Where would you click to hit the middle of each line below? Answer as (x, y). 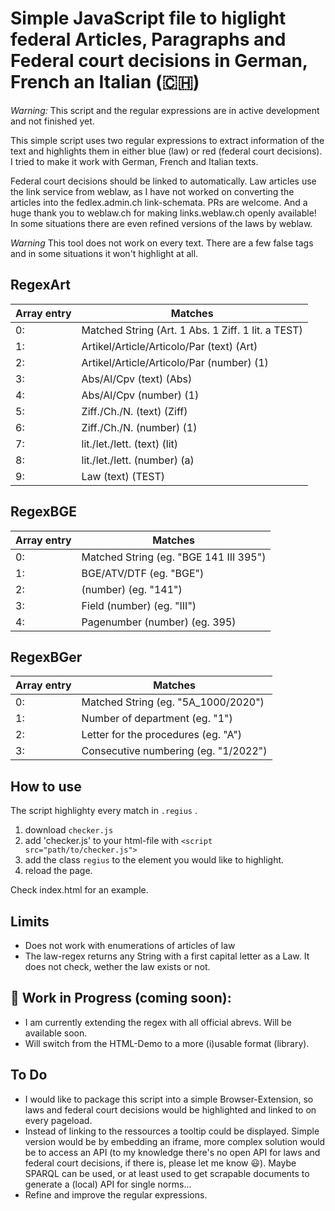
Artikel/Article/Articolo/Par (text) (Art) (169, 346)
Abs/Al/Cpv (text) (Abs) (137, 379)
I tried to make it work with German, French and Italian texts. (134, 161)
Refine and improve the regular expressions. (116, 1194)
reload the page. (58, 871)
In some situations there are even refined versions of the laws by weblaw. (161, 223)
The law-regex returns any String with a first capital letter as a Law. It (167, 956)
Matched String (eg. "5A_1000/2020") (173, 702)
